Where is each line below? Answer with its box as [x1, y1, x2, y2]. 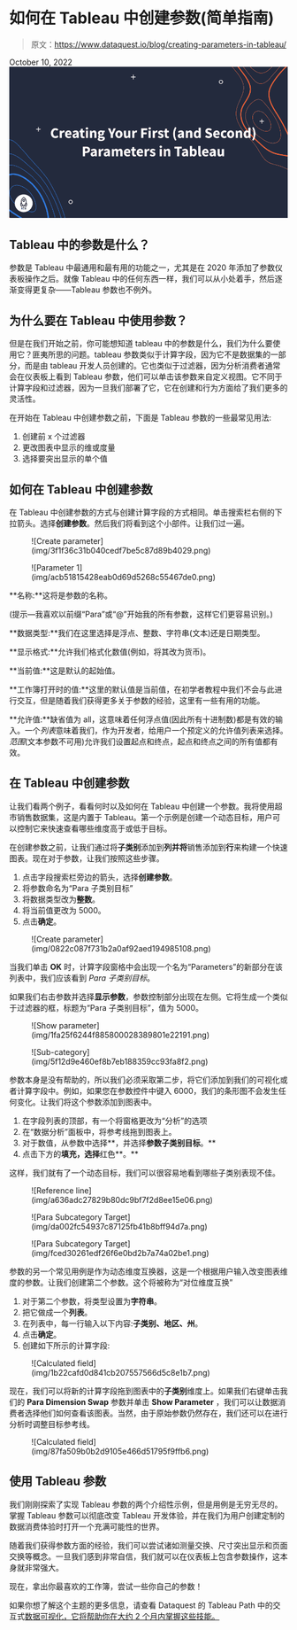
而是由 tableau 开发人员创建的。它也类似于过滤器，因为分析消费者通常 [24, 361, 281, 371]
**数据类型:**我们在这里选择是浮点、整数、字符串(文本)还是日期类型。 [9, 628, 265, 639]
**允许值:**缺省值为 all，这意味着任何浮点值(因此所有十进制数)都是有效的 [9, 714, 276, 725]
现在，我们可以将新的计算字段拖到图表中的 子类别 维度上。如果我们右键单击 [9, 1385, 280, 1396]
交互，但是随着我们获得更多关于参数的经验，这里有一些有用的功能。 [16, 695, 265, 706]
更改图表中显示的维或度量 [21, 442, 116, 453]
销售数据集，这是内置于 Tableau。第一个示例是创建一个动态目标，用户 [16, 811, 273, 822]
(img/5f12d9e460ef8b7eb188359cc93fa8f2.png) [31, 1056, 209, 1067]
